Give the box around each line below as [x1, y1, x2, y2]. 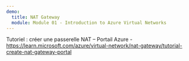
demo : [6, 8, 20, 15]
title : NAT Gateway [11, 14, 60, 20]
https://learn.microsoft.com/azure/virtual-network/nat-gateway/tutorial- [6, 42, 183, 49]
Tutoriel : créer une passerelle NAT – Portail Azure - [6, 36, 133, 43]
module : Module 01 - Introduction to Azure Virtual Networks [11, 20, 167, 25]
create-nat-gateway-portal [6, 49, 72, 56]
